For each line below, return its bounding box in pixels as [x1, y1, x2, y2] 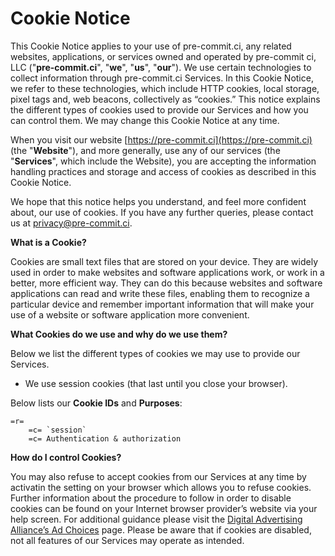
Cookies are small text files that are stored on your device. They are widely [10, 255, 319, 267]
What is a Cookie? [10, 236, 87, 248]
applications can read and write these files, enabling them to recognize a [10, 287, 310, 299]
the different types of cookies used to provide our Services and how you [10, 103, 309, 116]
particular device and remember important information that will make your [10, 298, 315, 310]
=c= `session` [28, 425, 87, 435]
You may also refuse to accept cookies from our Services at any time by [10, 470, 307, 482]
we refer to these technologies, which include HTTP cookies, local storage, [10, 82, 320, 94]
